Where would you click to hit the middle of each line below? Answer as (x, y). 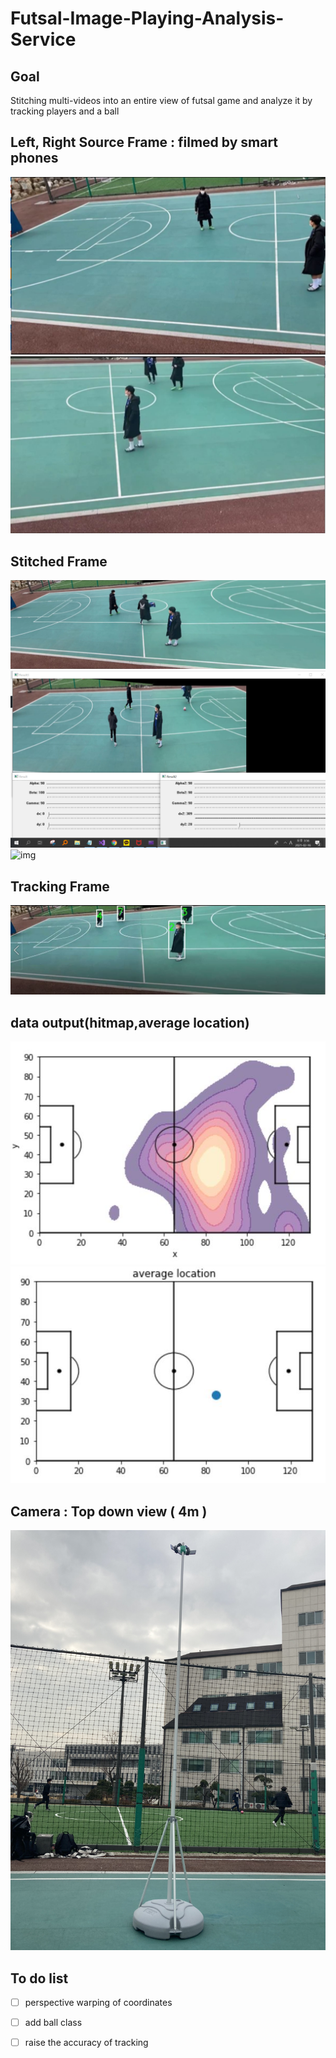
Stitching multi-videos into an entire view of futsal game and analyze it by (161, 100)
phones (34, 158)
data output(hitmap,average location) (130, 1022)
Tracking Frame (60, 886)
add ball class (53, 2022)
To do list (39, 1978)
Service (43, 39)
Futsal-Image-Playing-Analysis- (147, 18)
